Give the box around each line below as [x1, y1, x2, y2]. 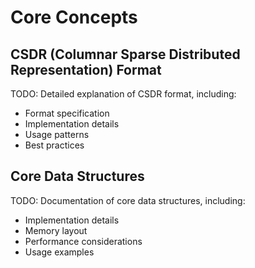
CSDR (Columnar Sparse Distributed [10, 46, 241, 63]
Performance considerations [24, 235, 143, 247]
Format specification [24, 107, 110, 119]
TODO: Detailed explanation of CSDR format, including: [10, 88, 237, 100]
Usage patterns [24, 129, 90, 140]
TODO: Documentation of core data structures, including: [10, 194, 246, 206]
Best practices [24, 139, 85, 151]
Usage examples [24, 246, 95, 258]
